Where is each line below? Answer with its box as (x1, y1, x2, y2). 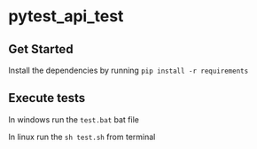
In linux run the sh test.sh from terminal (8, 131, 156, 142)
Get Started (8, 42, 74, 57)
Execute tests (8, 90, 86, 106)
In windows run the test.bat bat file (8, 114, 139, 125)
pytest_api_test (8, 6, 124, 27)
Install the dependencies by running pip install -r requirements (8, 65, 249, 75)
